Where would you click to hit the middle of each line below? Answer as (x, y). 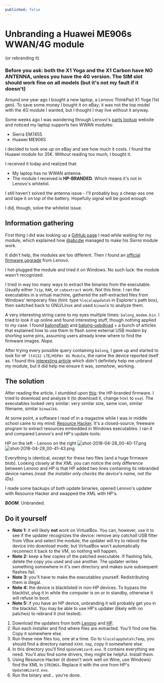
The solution (25, 381)
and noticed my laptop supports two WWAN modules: (59, 125)
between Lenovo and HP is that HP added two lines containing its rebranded (82, 468)
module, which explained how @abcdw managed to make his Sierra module (82, 240)
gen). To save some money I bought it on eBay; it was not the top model (78, 105)
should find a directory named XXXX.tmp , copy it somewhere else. (78, 644)
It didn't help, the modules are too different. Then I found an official (73, 255)
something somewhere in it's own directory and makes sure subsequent (85, 567)
